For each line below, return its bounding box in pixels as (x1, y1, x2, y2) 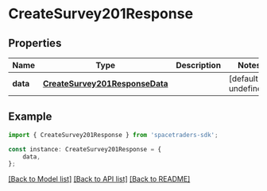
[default (228, 73, 258, 84)
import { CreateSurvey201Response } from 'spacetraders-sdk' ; (8, 131, 219, 139)
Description (176, 60, 221, 71)
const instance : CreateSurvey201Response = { (8, 145, 161, 153)
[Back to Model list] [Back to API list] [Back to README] (8, 174, 191, 184)
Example (8, 110, 52, 124)
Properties (8, 36, 62, 50)
